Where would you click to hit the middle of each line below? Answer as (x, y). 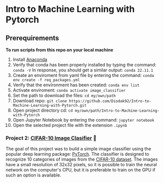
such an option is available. (34, 175)
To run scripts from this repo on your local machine (59, 50)
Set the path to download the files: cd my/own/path (64, 95)
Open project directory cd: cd (43, 110)
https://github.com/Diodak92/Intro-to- (110, 101)
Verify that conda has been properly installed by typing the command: (84, 65)
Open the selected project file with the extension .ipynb (70, 125)
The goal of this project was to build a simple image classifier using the (78, 149)
